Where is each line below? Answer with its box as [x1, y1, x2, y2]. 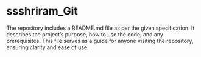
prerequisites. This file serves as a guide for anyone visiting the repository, [6, 37, 194, 44]
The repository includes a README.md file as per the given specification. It [6, 24, 195, 32]
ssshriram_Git [6, 4, 78, 18]
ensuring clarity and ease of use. [6, 44, 90, 51]
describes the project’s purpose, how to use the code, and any [6, 30, 163, 38]
